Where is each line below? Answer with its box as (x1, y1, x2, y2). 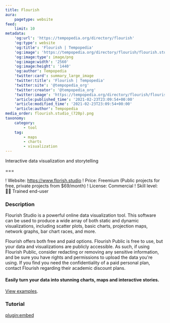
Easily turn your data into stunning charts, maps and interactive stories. (5, 276, 159, 282)
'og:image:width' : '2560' (14, 59, 69, 64)
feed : (5, 21, 17, 27)
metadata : (5, 31, 26, 36)
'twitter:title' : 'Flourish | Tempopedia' (14, 78, 105, 83)
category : (14, 120, 35, 126)
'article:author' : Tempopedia (14, 106, 78, 111)
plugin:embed (5, 312, 34, 318)
